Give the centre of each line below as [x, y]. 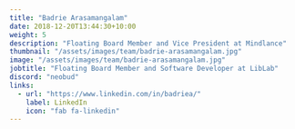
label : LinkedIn [57, 102]
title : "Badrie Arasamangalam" [69, 18]
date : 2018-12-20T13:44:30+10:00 [73, 26]
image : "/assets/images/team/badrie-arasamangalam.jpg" [117, 60]
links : [22, 85]
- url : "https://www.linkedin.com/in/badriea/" [110, 94]
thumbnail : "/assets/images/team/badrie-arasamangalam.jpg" [126, 52]
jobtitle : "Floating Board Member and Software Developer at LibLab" [144, 69]
